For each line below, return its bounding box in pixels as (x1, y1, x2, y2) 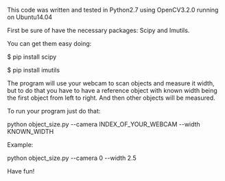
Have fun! (7, 167, 35, 175)
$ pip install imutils (7, 66, 60, 74)
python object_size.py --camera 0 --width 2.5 (7, 154, 137, 162)
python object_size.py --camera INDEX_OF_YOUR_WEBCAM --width (7, 120, 200, 128)
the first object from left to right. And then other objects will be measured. (7, 94, 216, 102)
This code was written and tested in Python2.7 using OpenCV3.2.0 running (7, 6, 219, 14)
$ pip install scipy (7, 53, 57, 61)
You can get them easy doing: (7, 40, 92, 47)
